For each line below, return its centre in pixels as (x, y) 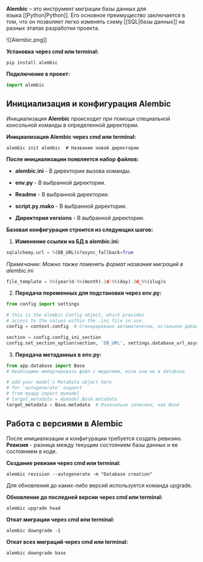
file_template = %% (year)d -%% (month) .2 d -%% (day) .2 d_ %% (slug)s (86, 281)
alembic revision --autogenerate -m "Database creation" (79, 474)
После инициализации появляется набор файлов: (72, 159)
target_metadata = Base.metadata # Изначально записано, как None (93, 405)
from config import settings (43, 304)
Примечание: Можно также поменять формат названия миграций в (95, 264)
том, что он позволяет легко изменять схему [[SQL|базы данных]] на (96, 22)
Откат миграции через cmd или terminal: (60, 519)
